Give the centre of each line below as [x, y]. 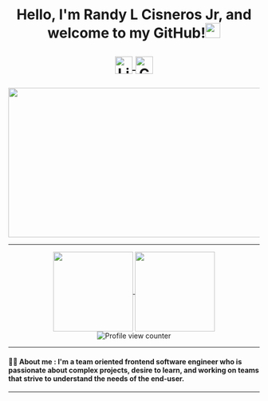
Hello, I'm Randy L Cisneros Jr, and [134, 15]
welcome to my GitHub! [126, 33]
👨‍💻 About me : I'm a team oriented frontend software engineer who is [125, 361]
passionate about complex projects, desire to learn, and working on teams [134, 370]
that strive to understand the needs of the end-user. [97, 378]
